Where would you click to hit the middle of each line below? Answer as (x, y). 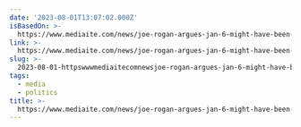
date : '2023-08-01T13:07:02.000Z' (74, 17)
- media (32, 84)
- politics (38, 92)
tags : (19, 76)
